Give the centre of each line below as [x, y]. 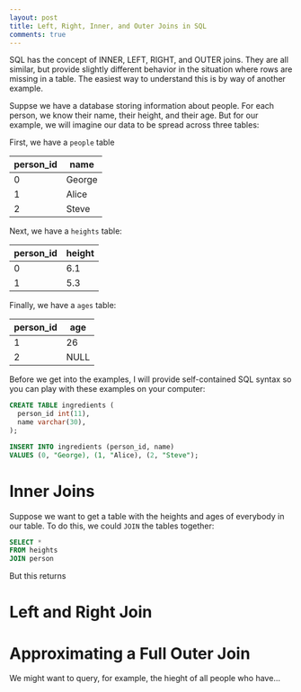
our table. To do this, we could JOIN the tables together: [112, 526]
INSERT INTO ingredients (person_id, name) [92, 447]
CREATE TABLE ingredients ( [62, 405]
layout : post [34, 18]
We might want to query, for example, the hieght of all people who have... [145, 679]
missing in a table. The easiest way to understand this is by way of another [147, 79]
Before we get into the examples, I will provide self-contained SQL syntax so [150, 379]
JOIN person [31, 559]
